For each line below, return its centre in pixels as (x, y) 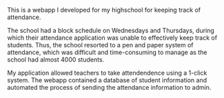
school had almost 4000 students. (56, 60)
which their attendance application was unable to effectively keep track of (112, 38)
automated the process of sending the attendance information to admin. (109, 87)
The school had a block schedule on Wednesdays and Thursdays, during (111, 30)
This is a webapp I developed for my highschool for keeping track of (104, 10)
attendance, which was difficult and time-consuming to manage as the (107, 52)
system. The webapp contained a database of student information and (107, 80)
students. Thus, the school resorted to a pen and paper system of (101, 45)
